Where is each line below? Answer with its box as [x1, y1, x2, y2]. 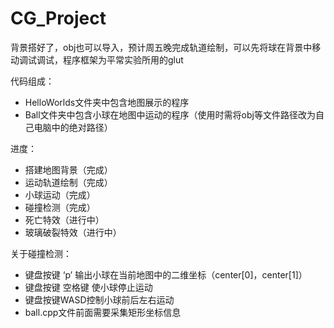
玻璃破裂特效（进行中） [24, 226, 122, 238]
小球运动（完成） [24, 188, 96, 201]
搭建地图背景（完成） [24, 163, 113, 176]
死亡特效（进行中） [24, 213, 105, 226]
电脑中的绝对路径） [33, 121, 113, 133]
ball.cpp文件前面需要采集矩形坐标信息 [24, 306, 182, 318]
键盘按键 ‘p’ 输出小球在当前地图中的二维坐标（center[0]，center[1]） [24, 268, 308, 281]
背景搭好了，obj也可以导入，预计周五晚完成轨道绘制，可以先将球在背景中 [10, 41, 313, 53]
